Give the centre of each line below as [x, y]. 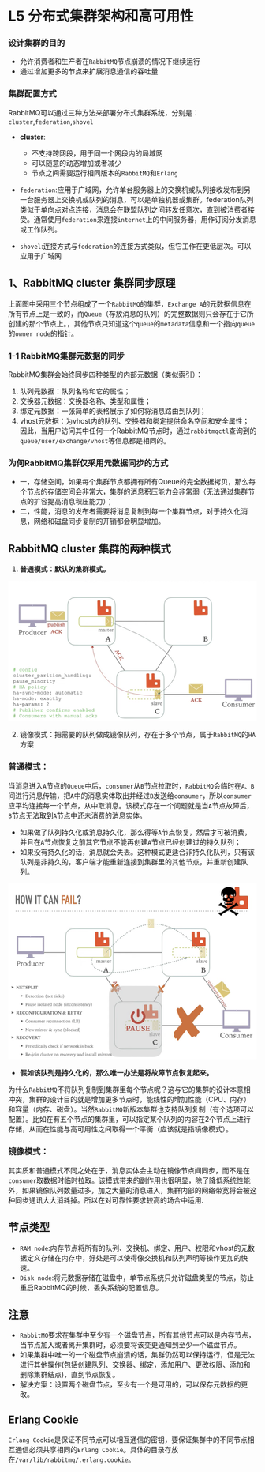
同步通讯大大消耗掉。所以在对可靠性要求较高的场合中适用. [109, 1200]
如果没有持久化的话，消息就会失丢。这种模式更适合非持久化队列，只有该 [137, 852]
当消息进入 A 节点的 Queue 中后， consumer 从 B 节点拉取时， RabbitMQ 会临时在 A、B [131, 785]
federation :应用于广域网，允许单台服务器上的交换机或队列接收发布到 [132, 190]
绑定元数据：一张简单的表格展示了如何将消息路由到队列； [113, 411]
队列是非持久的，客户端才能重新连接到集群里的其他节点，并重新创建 [130, 861]
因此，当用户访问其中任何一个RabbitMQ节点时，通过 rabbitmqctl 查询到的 [138, 431]
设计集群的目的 [37, 43]
